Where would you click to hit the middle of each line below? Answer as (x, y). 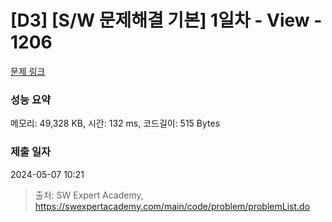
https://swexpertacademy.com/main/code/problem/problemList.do (172, 206)
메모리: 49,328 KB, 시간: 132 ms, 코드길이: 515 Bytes (115, 123)
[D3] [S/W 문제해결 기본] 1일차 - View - (166, 20)
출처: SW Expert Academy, (89, 195)
